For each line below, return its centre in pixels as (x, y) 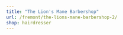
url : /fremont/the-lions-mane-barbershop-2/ (62, 17)
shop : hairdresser (29, 23)
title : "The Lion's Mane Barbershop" (53, 12)
